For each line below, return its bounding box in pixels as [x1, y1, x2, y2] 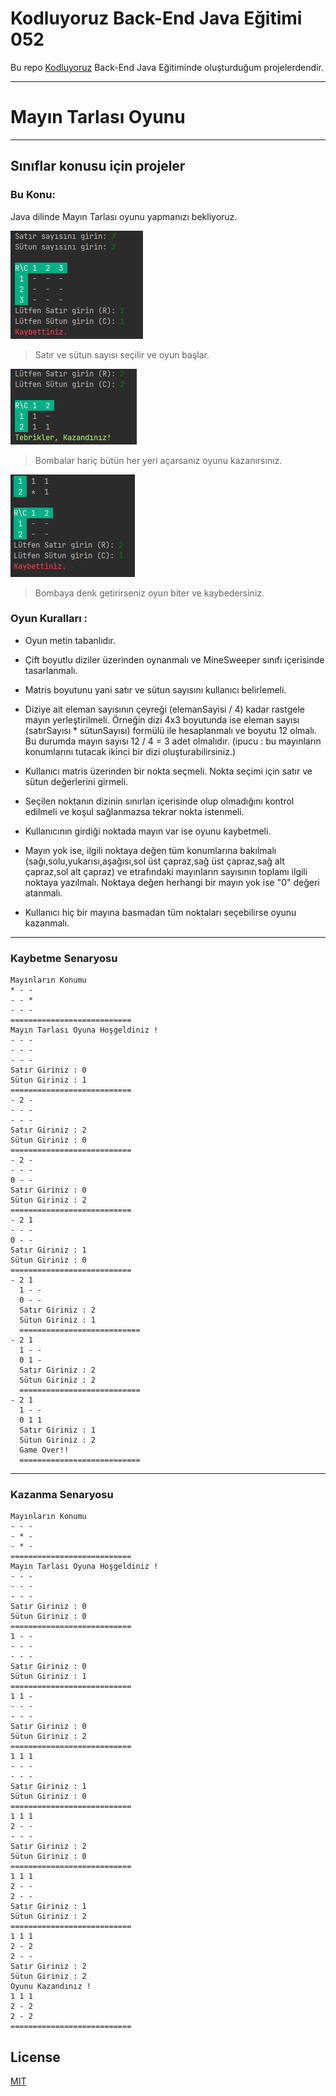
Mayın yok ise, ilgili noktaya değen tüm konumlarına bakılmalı [24, 844, 277, 856]
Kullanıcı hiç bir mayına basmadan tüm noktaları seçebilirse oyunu [24, 906, 297, 918]
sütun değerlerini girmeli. [24, 775, 129, 787]
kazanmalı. [24, 917, 70, 929]
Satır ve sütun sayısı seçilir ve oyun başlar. [34, 348, 210, 361]
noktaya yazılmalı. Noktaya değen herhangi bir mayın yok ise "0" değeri [24, 876, 320, 888]
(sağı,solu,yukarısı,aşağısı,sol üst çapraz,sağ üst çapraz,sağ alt [24, 855, 285, 867]
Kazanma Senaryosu [10, 1488, 114, 1502]
